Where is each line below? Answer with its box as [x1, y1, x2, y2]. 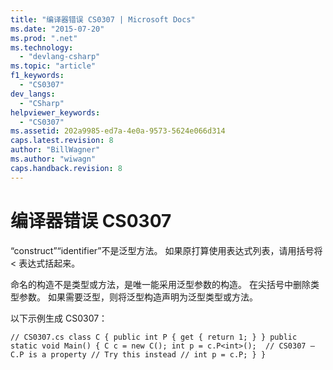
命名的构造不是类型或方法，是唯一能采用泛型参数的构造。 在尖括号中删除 [10, 278, 311, 290]
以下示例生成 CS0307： [10, 312, 108, 324]
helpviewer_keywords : [10, 107, 101, 118]
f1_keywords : [10, 71, 65, 81]
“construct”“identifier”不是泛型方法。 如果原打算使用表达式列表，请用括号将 [10, 244, 323, 256]
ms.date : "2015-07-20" [10, 24, 105, 34]
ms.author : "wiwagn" [10, 154, 97, 164]
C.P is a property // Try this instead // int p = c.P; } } [10, 349, 267, 360]
